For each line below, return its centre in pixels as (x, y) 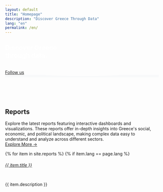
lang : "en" (16, 23)
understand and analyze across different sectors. (54, 139)
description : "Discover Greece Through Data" (52, 19)
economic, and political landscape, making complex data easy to (70, 134)
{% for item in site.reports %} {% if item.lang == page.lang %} (68, 154)
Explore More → (21, 144)
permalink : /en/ (21, 28)
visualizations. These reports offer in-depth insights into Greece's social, (78, 129)
